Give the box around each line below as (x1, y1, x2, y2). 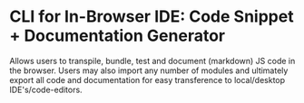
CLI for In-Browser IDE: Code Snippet (9, 6, 294, 27)
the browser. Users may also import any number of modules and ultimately (9, 65, 289, 76)
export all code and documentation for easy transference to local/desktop (9, 74, 286, 85)
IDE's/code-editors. (9, 84, 83, 95)
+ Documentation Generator (9, 25, 225, 46)
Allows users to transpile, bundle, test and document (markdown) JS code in (9, 55, 296, 66)
